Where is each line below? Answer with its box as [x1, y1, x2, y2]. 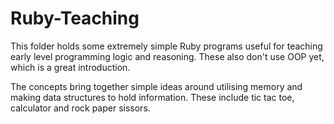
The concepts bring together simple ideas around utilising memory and [10, 80, 303, 92]
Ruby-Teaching [10, 7, 140, 30]
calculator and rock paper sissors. [10, 102, 151, 114]
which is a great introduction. [10, 61, 131, 73]
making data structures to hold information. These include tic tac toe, [10, 91, 295, 103]
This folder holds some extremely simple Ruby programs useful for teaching [10, 40, 323, 52]
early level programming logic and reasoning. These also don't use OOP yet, [10, 50, 325, 62]
